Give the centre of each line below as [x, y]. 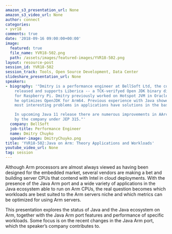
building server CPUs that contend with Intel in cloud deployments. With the [85, 178]
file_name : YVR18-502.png [38, 53]
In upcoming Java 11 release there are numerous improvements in [86, 115]
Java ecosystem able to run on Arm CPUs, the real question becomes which [86, 189]
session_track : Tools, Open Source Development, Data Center [72, 72]
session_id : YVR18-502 [29, 67]
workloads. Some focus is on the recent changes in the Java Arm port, [80, 220]
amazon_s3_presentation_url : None [42, 10]
